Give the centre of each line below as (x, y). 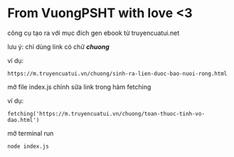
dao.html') (23, 120)
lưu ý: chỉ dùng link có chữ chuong (59, 46)
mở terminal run (31, 133)
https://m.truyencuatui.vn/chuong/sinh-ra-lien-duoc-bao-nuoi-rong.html (117, 74)
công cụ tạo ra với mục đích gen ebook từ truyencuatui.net (94, 33)
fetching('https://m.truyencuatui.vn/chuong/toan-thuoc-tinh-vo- (106, 113)
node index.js (28, 146)
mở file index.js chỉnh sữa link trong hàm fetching (79, 86)
